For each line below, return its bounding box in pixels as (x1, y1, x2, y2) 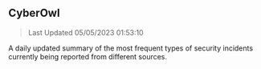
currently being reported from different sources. (8, 51, 167, 61)
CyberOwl (8, 6, 60, 20)
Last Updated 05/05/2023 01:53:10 (27, 27, 144, 37)
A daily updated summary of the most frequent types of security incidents (8, 43, 254, 53)
